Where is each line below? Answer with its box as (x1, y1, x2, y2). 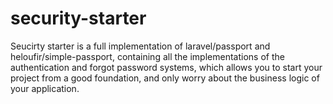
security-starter (10, 7, 147, 30)
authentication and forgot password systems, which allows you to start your (10, 61, 323, 73)
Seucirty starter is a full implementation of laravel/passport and (10, 40, 271, 52)
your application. (10, 82, 80, 94)
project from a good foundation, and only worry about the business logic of (10, 72, 320, 84)
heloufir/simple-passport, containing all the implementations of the (10, 50, 285, 62)
